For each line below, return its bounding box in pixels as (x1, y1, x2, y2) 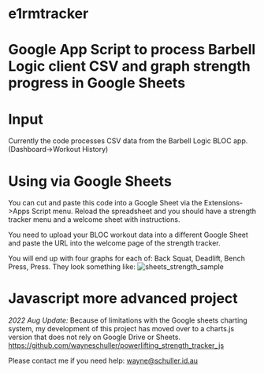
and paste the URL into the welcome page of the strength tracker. (8, 238, 221, 248)
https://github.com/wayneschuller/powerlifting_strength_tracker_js (8, 341, 225, 350)
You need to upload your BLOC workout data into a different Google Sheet (8, 230, 248, 240)
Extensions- (203, 198, 243, 208)
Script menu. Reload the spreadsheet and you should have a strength (31, 206, 257, 216)
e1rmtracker (8, 5, 89, 23)
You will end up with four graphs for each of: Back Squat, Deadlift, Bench (8, 253, 246, 264)
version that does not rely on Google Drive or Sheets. (8, 332, 181, 342)
